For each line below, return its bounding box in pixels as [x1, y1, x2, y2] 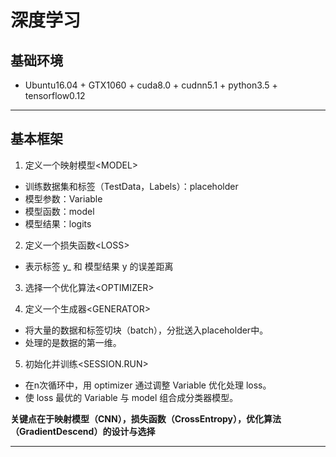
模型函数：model [24, 205, 95, 217]
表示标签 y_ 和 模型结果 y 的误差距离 [24, 260, 174, 272]
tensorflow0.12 [24, 90, 86, 101]
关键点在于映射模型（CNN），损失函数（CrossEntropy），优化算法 [10, 412, 282, 425]
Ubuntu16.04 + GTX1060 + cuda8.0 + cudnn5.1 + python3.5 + [24, 79, 278, 91]
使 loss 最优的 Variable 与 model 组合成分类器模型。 [24, 391, 239, 403]
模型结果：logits [24, 217, 92, 230]
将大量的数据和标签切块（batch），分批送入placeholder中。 [24, 324, 269, 336]
